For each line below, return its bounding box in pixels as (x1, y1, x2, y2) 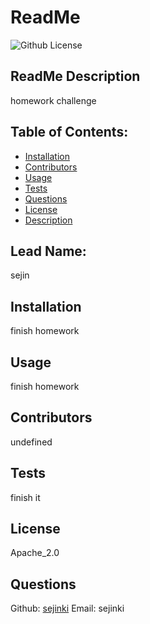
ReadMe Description (10, 68, 141, 85)
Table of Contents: (10, 124, 129, 141)
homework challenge (10, 94, 97, 106)
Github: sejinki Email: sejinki (10, 602, 125, 615)
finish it (10, 491, 41, 503)
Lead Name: (10, 242, 87, 260)
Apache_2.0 (10, 547, 60, 559)
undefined (10, 436, 53, 448)
